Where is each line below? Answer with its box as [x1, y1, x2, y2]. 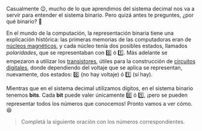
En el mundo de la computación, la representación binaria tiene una [6, 29, 174, 37]
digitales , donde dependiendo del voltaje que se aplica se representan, [6, 64, 183, 71]
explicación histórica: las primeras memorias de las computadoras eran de [6, 36, 192, 43]
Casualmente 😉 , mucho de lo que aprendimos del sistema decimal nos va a [6, 5, 195, 12]
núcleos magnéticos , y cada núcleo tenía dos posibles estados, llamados [6, 42, 188, 49]
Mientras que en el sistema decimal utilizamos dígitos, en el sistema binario [6, 85, 194, 92]
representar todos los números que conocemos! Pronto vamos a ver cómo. [6, 100, 193, 107]
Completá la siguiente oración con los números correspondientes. [21, 118, 185, 125]
